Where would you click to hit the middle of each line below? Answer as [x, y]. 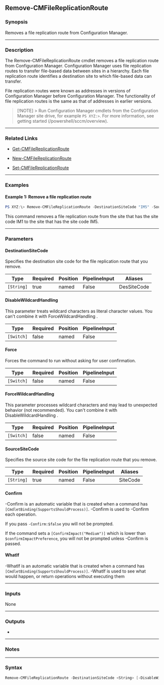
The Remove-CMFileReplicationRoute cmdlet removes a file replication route [82, 60]
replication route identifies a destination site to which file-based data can [79, 76]
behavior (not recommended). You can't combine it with [61, 410]
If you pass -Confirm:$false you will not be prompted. [59, 524]
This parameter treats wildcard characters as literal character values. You [79, 311]
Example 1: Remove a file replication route [48, 197]
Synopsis [16, 22]
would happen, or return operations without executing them [65, 576]
